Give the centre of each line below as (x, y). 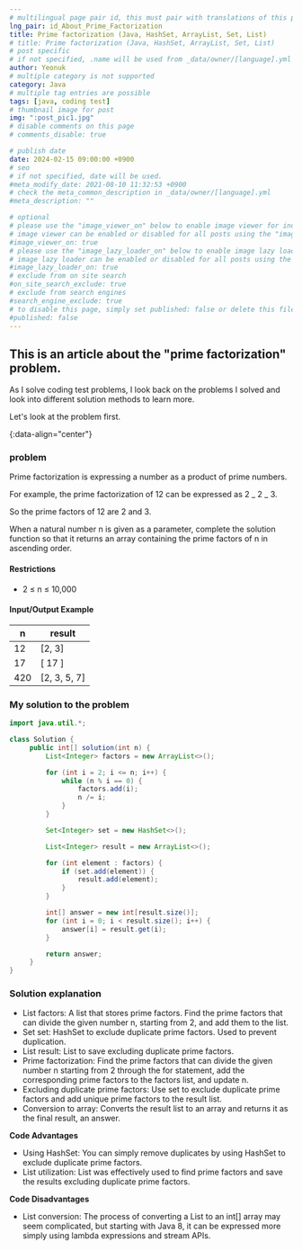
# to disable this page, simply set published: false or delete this (142, 309)
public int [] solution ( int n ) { (90, 747)
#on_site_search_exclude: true (68, 284)
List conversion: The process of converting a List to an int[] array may (151, 1217)
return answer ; (74, 954)
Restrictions (33, 569)
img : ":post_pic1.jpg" (52, 118)
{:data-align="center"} (51, 434)
